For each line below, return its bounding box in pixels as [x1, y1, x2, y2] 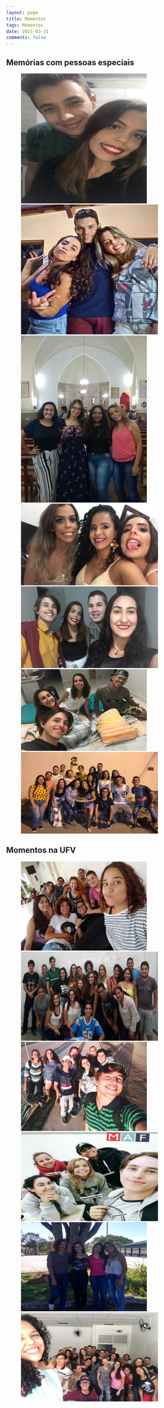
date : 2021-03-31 [6, 29, 49, 34]
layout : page [6, 10, 38, 15]
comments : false [6, 34, 46, 41]
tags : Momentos [6, 22, 44, 28]
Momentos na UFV [6, 845, 76, 855]
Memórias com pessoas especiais [6, 57, 134, 68]
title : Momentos [6, 15, 46, 22]
